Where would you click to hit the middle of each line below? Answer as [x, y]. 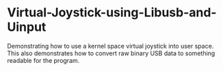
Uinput [27, 27]
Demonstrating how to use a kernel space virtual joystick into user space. [110, 46]
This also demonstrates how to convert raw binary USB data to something [111, 53]
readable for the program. [43, 60]
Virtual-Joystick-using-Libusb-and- [112, 13]
